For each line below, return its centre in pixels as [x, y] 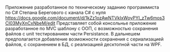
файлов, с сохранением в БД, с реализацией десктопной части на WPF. [83, 44]
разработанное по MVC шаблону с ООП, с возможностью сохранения [82, 28]
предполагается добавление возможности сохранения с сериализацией [84, 39]
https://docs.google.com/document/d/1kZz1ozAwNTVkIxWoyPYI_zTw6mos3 [85, 18]
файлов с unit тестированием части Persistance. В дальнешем [73, 34]
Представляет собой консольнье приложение [107, 23]
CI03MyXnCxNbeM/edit [30, 23]
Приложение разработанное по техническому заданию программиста [82, 7]
